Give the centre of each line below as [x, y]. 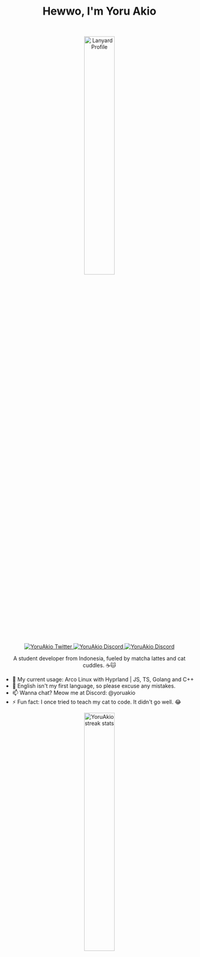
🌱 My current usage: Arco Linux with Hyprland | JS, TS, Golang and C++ [103, 679]
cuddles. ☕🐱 [99, 665]
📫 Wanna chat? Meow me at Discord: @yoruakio [74, 693]
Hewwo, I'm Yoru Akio [99, 11]
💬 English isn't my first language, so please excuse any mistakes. [94, 686]
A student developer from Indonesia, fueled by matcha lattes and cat [99, 658]
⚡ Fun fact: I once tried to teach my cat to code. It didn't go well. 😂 [97, 702]
